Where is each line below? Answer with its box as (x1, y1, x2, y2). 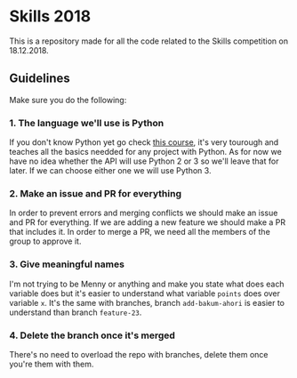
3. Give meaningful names (9, 258, 124, 270)
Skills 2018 (9, 6, 92, 27)
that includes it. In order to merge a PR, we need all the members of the (9, 227, 271, 237)
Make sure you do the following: (9, 94, 127, 105)
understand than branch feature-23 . (9, 307, 142, 318)
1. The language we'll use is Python (9, 117, 165, 129)
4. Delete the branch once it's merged (9, 329, 176, 342)
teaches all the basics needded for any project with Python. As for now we (9, 147, 282, 157)
